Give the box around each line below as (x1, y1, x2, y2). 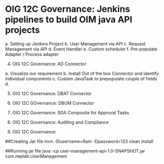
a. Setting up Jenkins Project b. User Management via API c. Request (5, 41, 146, 46)
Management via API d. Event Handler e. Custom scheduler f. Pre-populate (5, 46, 158, 52)
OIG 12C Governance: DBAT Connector (12, 90, 92, 96)
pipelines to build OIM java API (5, 14, 132, 25)
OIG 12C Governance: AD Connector (12, 61, 86, 67)
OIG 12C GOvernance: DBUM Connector (12, 100, 94, 106)
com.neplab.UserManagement (5, 153, 67, 159)
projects (5, 25, 41, 36)
